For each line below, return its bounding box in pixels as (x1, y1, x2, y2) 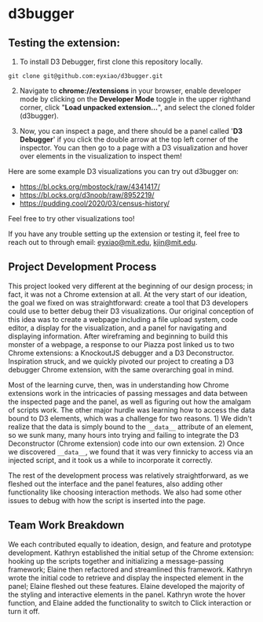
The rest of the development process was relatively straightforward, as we (8, 470, 249, 480)
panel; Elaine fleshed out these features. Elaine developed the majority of (8, 581, 245, 591)
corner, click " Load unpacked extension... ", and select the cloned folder (19, 103, 255, 112)
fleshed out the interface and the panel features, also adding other (8, 479, 224, 488)
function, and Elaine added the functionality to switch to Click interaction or (8, 598, 252, 607)
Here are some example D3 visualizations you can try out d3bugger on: (8, 167, 239, 176)
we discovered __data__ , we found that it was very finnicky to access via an (8, 446, 254, 457)
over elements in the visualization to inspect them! (19, 151, 182, 161)
